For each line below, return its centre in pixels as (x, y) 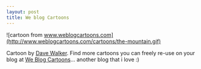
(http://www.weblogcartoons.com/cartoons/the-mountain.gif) (84, 41)
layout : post (23, 12)
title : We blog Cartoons (38, 18)
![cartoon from (24, 34)
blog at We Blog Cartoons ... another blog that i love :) (73, 59)
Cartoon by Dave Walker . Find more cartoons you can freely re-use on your (101, 53)
